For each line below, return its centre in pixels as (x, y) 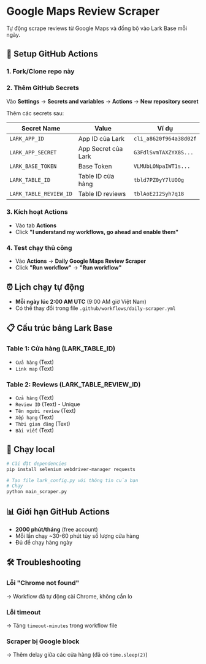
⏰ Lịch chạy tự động (45, 287)
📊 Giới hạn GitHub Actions (58, 512)
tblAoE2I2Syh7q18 (159, 194)
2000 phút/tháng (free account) (56, 529)
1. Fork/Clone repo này (40, 72)
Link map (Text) (34, 368)
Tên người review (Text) (45, 410)
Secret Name (41, 128)
